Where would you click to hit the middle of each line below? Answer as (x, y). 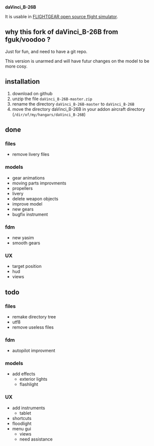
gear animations (28, 178)
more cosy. (16, 66)
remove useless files (33, 327)
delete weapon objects (35, 199)
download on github (32, 93)
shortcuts (22, 418)
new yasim (23, 237)
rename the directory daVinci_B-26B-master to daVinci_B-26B (73, 104)
